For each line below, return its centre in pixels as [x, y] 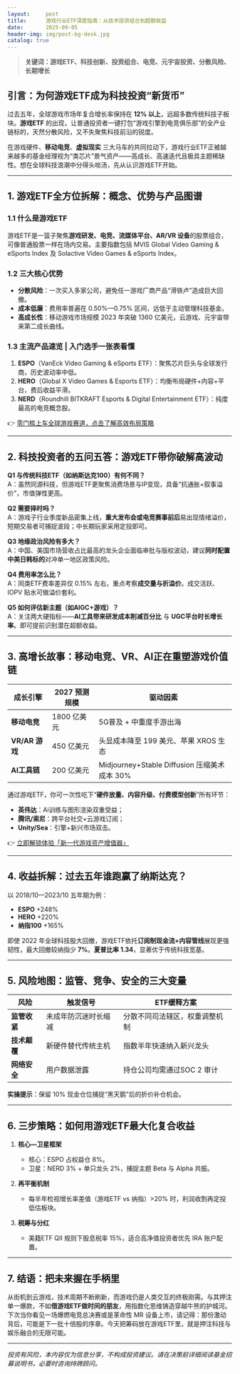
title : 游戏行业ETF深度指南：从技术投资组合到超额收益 [87, 21]
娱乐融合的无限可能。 [38, 1333]
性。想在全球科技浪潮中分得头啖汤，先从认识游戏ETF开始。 [94, 164]
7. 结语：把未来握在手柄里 [63, 1279]
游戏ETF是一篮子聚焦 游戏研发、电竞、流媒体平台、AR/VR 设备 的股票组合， [118, 235]
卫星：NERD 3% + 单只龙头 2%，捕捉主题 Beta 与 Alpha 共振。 [121, 1168]
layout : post [33, 14]
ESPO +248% [38, 909]
